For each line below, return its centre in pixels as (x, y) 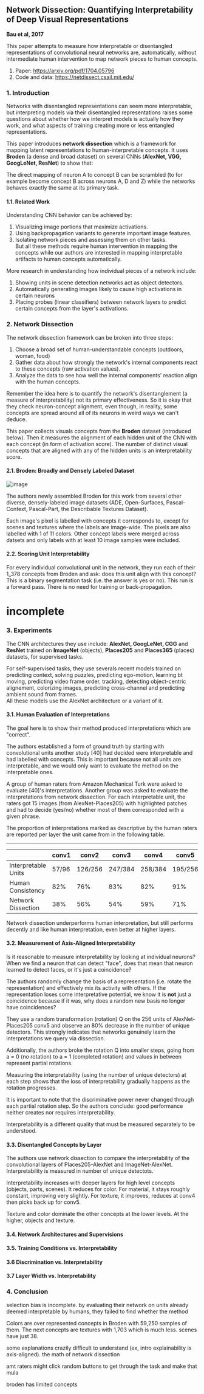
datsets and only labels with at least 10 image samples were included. (93, 540)
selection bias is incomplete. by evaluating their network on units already (97, 1305)
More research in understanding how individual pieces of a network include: (101, 271)
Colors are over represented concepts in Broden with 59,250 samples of (97, 1323)
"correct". (19, 734)
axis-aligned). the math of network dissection (63, 1354)
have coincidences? (31, 1007)
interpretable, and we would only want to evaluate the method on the (93, 766)
